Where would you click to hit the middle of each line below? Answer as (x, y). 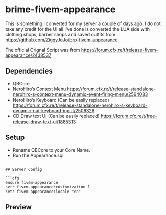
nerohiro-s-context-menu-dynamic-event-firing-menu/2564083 (80, 94)
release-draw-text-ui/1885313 (44, 122)
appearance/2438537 (28, 55)
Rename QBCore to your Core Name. (51, 150)
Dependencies (29, 71)
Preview (19, 207)
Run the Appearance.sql (38, 155)
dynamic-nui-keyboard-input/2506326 (54, 110)
